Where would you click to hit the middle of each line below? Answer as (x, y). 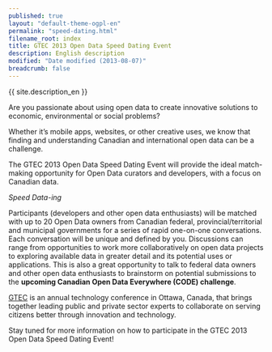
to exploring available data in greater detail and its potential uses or (120, 256)
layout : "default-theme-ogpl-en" (65, 23)
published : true (36, 16)
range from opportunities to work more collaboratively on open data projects (136, 247)
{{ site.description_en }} (48, 91)
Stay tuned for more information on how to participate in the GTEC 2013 (128, 330)
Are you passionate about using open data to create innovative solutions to (133, 107)
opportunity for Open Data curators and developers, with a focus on (148, 173)
